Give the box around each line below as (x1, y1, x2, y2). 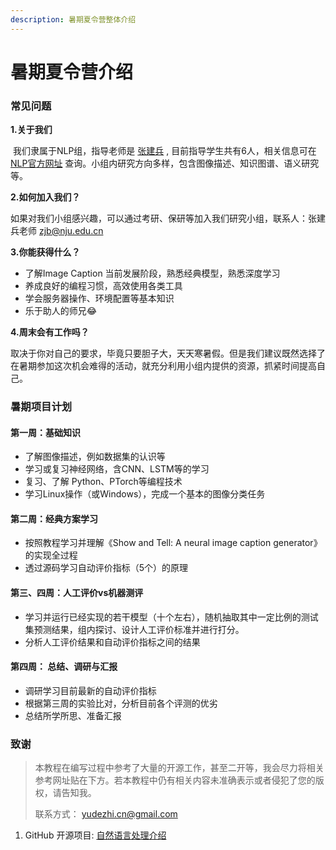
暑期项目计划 (10, 400, 73, 414)
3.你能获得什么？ (10, 246, 81, 258)
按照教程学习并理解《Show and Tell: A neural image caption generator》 (24, 537, 323, 549)
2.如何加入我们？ (10, 191, 81, 203)
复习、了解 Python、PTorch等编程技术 (24, 476, 183, 488)
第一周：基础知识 (10, 426, 81, 438)
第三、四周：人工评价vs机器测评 (10, 587, 144, 599)
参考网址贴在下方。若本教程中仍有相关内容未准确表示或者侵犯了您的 (34, 774, 316, 786)
